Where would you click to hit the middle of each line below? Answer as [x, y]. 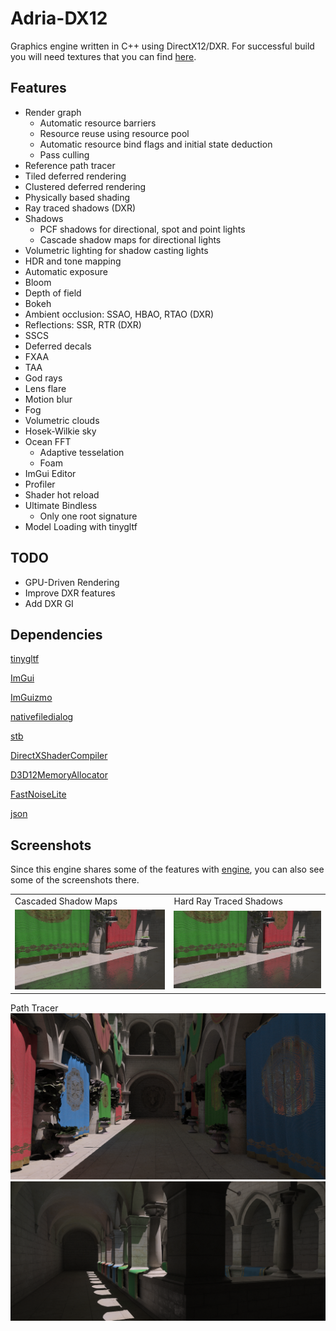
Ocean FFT [48, 441]
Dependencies [56, 634]
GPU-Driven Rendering [72, 582]
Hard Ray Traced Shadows [228, 901]
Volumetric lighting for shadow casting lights [116, 250]
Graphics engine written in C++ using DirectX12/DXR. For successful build [162, 46]
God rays [43, 378]
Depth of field [53, 293]
